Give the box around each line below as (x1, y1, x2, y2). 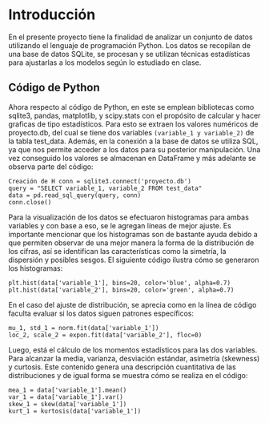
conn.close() (8, 198, 52, 206)
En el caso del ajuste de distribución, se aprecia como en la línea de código (8, 300, 257, 309)
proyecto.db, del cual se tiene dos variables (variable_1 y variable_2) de (8, 127, 255, 137)
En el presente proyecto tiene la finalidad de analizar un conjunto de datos (8, 32, 254, 42)
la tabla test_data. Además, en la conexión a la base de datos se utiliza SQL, (8, 136, 259, 146)
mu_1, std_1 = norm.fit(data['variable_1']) (8, 324, 159, 332)
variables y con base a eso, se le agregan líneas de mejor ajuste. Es (8, 220, 232, 230)
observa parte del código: (8, 162, 94, 171)
